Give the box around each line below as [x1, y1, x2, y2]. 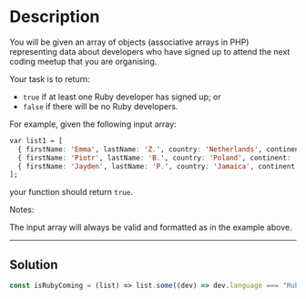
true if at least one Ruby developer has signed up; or [22, 91, 221, 102]
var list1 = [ [9, 136, 64, 145]
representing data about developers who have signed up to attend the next [9, 46, 291, 57]
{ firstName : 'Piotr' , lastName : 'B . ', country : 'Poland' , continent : [17, 153, 291, 162]
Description [9, 6, 100, 27]
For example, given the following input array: [9, 119, 177, 129]
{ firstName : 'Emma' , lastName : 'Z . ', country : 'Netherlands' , [17, 144, 262, 154]
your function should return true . [9, 187, 134, 198]
